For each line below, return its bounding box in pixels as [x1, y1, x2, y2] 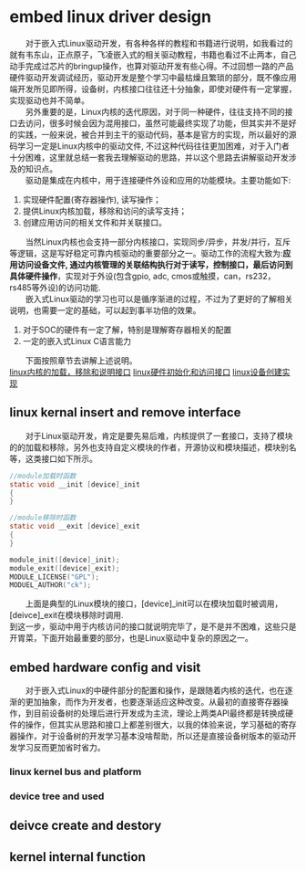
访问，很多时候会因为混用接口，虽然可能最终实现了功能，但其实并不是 [25, 117, 289, 129]
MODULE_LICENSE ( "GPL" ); [9, 572, 100, 582]
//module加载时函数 [9, 471, 76, 480]
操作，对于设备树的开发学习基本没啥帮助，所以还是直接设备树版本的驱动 [16, 730, 289, 741]
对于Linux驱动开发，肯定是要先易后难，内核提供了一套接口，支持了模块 [25, 430, 293, 441]
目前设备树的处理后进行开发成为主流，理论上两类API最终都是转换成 [33, 708, 286, 719]
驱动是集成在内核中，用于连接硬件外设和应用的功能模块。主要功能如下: [25, 174, 291, 185]
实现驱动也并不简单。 [9, 94, 89, 106]
